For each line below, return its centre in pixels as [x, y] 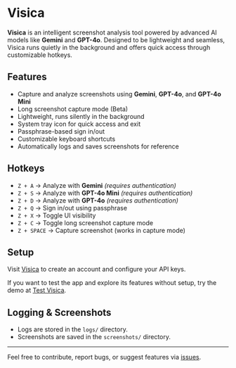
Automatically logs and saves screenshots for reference [98, 146]
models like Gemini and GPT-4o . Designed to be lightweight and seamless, [116, 39]
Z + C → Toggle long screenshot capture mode [85, 222]
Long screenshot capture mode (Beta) [73, 109]
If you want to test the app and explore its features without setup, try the [112, 283]
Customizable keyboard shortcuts [66, 139]
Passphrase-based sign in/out [61, 131]
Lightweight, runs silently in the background [81, 116]
